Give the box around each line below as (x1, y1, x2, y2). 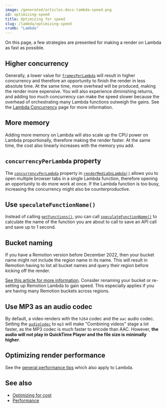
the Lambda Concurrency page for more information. (5, 104, 113, 110)
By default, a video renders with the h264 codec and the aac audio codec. (5, 316, 155, 321)
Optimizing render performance (5, 351, 106, 360)
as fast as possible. (5, 45, 45, 51)
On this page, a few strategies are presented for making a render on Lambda (5, 39, 162, 45)
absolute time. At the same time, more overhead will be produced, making (5, 83, 156, 89)
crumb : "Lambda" (5, 26, 39, 31)
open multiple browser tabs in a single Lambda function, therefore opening (5, 175, 158, 181)
